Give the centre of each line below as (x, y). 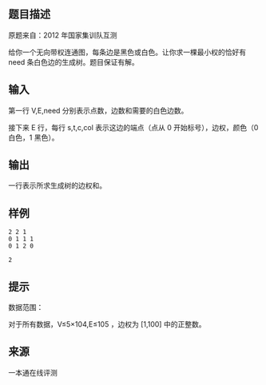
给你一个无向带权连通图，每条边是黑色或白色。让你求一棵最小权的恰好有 (127, 52)
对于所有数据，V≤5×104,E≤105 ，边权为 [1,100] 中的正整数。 (107, 324)
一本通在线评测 (33, 372)
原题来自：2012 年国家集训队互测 (63, 35)
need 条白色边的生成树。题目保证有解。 (74, 62)
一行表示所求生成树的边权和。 (57, 185)
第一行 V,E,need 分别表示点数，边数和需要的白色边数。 (98, 110)
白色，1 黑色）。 (34, 137)
